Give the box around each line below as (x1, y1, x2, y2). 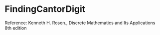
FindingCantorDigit (4, 3, 86, 15)
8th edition (4, 25, 27, 31)
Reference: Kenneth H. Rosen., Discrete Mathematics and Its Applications (4, 20, 156, 26)
